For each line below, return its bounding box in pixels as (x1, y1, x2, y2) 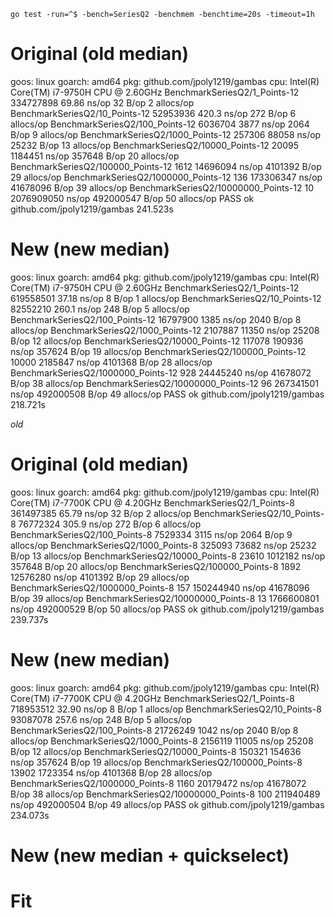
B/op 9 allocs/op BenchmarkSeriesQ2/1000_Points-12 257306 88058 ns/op (10, 128, 322, 140)
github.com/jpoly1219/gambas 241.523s (10, 203, 174, 215)
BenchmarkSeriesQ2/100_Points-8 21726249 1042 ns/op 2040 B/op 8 (10, 724, 299, 736)
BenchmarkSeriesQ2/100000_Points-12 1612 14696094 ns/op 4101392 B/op (10, 160, 322, 172)
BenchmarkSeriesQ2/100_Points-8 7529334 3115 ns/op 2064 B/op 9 (10, 528, 293, 540)
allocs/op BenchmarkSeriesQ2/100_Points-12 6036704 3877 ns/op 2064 (10, 118, 310, 130)
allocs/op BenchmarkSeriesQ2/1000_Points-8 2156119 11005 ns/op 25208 (10, 735, 314, 747)
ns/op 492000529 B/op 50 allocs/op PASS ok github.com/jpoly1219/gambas (10, 603, 325, 615)
